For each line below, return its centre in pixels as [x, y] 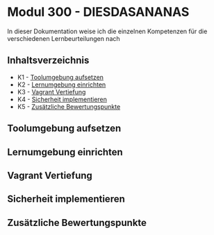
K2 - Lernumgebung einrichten [61, 85]
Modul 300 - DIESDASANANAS [98, 12]
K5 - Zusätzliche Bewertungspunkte [69, 106]
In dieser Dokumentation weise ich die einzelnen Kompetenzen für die [107, 31]
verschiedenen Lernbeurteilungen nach [64, 38]
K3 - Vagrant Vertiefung [51, 92]
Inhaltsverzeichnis [48, 61]
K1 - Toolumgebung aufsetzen [60, 77]
